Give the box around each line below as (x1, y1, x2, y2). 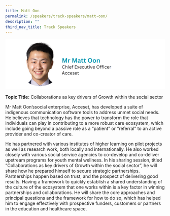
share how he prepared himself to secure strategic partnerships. (5, 168, 140, 174)
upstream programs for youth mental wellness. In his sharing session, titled (5, 157, 162, 163)
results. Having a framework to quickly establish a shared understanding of (5, 179, 162, 185)
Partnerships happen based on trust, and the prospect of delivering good (5, 173, 158, 179)
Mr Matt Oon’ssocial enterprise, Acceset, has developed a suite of (5, 104, 143, 110)
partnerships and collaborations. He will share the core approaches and (5, 190, 155, 196)
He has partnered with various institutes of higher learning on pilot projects (5, 141, 162, 147)
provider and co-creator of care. (5, 131, 73, 137)
